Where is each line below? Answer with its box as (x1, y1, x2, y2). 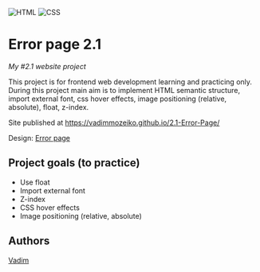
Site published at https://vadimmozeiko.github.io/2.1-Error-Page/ (8, 118, 220, 127)
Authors (8, 235, 50, 248)
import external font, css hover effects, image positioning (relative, (8, 94, 227, 103)
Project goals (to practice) (8, 156, 140, 170)
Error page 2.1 (8, 36, 102, 53)
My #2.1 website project (8, 61, 86, 71)
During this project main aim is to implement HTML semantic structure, (8, 85, 241, 95)
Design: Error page (8, 133, 70, 142)
